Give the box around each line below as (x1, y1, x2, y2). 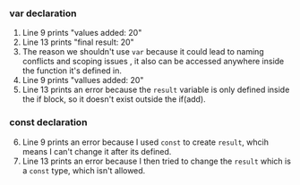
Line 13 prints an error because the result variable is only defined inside (21, 84, 290, 96)
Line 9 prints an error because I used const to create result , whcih (21, 137, 269, 147)
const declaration (9, 116, 88, 129)
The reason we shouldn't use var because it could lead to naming (21, 46, 264, 57)
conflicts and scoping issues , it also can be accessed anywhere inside (21, 56, 285, 67)
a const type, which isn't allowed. (21, 164, 146, 176)
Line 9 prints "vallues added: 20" (21, 75, 144, 86)
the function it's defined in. (21, 65, 123, 76)
